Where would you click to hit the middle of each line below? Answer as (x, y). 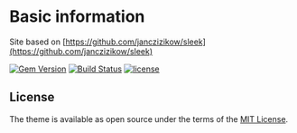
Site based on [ (37, 42)
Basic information (77, 17)
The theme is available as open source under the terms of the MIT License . (149, 119)
